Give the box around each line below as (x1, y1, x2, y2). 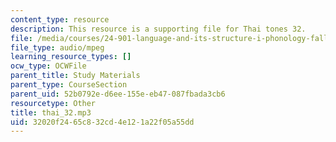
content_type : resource (10, 14, 110, 25)
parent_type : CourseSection (10, 80, 128, 90)
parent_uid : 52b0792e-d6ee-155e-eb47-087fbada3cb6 (10, 89, 226, 99)
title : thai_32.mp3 (10, 107, 92, 118)
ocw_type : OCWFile (10, 61, 87, 71)
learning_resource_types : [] (10, 52, 132, 62)
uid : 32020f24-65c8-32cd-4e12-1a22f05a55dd (10, 117, 195, 127)
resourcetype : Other (10, 98, 97, 108)
